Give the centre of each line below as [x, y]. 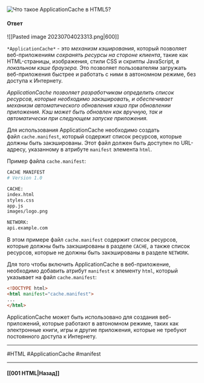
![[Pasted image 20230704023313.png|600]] [63, 37]
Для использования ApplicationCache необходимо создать [83, 130]
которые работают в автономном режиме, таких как [110, 323]
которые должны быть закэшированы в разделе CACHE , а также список [98, 246]
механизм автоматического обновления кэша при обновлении [89, 106]
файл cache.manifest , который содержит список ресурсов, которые [94, 137]
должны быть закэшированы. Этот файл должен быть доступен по [94, 143]
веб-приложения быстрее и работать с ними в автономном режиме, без [101, 74]
